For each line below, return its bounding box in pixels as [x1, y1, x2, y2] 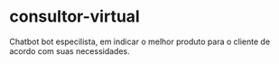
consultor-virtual [9, 6, 140, 27]
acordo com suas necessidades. [9, 45, 131, 56]
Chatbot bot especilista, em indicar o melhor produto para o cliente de [9, 36, 271, 47]
